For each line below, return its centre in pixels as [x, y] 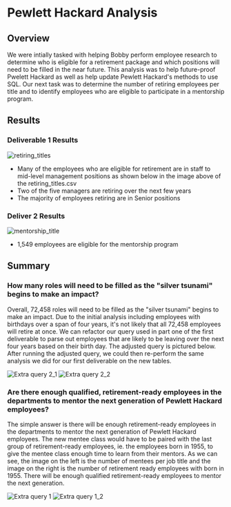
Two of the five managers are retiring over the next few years [104, 191]
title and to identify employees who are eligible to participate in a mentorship [116, 92]
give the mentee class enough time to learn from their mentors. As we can [112, 453]
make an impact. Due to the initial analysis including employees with [104, 316]
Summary [29, 266]
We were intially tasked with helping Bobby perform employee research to [112, 55]
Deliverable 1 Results [43, 140]
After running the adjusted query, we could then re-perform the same [106, 353]
